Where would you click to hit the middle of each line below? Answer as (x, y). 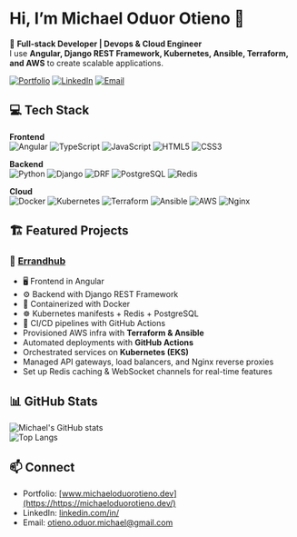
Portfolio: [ (42, 493)
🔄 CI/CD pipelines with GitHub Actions (94, 323)
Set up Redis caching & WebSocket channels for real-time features (147, 372)
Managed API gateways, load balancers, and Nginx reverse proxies (148, 362)
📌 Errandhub (38, 261)
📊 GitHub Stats (54, 401)
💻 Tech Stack (49, 110)
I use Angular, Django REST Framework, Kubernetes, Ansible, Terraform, (149, 53)
